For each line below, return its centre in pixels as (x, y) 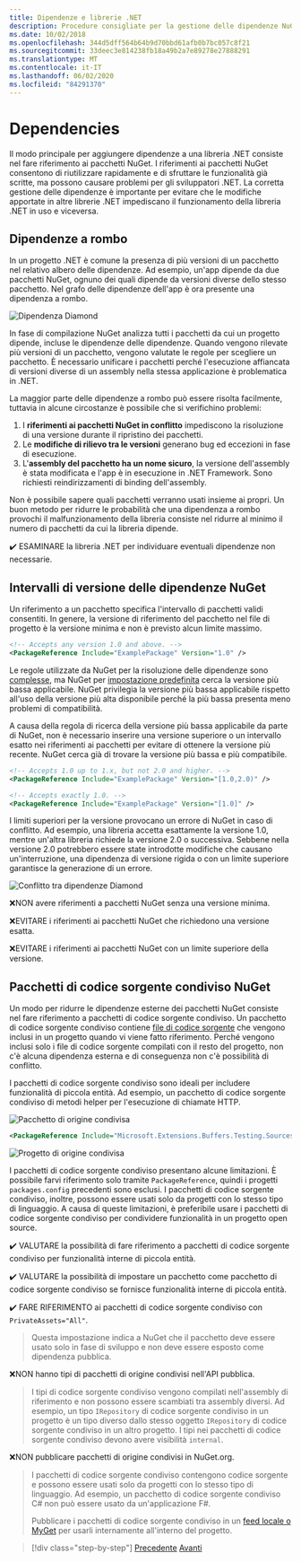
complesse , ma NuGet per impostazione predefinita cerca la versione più (144, 679)
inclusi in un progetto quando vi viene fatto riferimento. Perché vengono (142, 1037)
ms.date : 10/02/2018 (48, 34)
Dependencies (64, 129)
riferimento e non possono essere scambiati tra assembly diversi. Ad (158, 1401)
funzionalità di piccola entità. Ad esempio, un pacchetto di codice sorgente (148, 1093)
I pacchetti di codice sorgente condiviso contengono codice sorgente (159, 1475)
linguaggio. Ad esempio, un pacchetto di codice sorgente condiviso (156, 1494)
